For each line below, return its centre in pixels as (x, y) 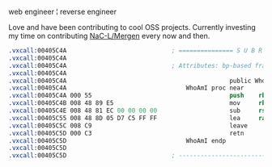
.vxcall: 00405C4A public (130, 81)
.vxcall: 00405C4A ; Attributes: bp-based (130, 65)
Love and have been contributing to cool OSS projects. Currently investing (132, 27)
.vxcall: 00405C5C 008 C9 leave (128, 125)
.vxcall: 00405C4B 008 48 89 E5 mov (125, 103)
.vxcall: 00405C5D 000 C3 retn (126, 133)
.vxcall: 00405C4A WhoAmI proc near (126, 88)
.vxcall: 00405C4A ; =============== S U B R (136, 51)
